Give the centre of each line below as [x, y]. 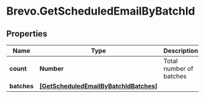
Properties [27, 34]
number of [178, 68]
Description [181, 51]
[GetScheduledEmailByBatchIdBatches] [98, 86]
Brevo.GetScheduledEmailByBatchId [101, 11]
